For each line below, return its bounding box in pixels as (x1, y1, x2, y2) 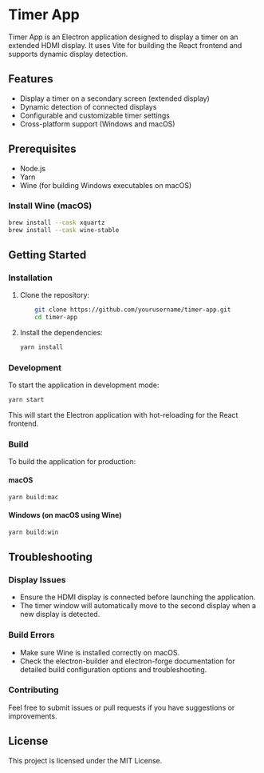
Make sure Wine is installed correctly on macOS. (19, 647, 180, 657)
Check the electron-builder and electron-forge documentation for (19, 656, 235, 666)
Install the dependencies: (19, 328, 104, 338)
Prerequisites (8, 142, 77, 156)
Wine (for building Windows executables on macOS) (19, 180, 192, 190)
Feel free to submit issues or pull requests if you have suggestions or (8, 703, 235, 712)
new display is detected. (19, 610, 100, 619)
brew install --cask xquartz (8, 218, 105, 226)
